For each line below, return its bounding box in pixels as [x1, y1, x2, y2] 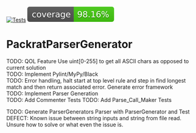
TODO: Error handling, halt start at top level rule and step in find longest [6, 77, 186, 84]
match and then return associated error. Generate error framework [6, 83, 173, 90]
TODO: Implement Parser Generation [6, 89, 99, 97]
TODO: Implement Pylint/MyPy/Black [6, 70, 99, 78]
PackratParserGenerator [6, 38, 133, 52]
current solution [6, 64, 46, 71]
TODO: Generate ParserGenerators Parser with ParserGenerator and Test [6, 107, 190, 115]
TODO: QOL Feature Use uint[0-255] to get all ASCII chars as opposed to [6, 57, 189, 64]
